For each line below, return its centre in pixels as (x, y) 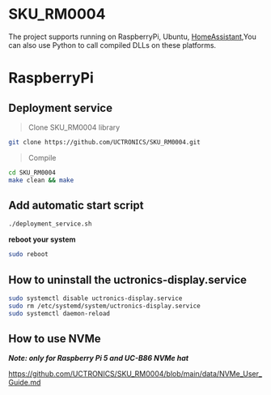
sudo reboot (28, 255)
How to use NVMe (55, 339)
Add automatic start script (76, 205)
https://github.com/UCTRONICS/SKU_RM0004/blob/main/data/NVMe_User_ (135, 374)
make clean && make (41, 180)
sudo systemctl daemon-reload (59, 313)
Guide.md (25, 383)
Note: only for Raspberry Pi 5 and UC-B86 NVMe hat (98, 359)
